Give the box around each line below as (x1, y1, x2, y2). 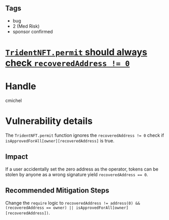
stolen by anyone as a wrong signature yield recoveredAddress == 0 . (5, 171, 149, 178)
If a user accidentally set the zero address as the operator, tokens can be (5, 166, 159, 172)
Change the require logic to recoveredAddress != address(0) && (5, 200, 140, 206)
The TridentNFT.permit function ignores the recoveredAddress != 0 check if (5, 132, 164, 138)
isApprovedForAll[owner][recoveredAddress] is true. (5, 137, 115, 143)
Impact (5, 153, 28, 161)
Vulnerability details (5, 115, 93, 127)
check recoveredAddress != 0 (5, 57, 130, 68)
